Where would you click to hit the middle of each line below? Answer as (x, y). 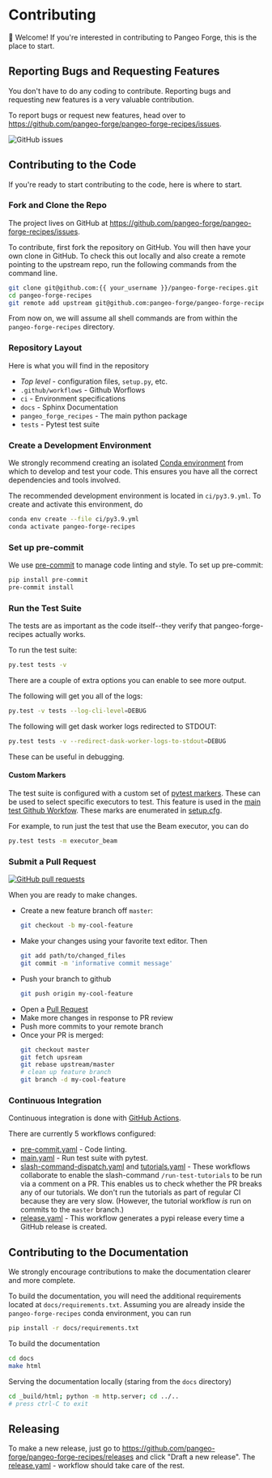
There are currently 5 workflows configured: (82, 1134)
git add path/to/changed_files (73, 956)
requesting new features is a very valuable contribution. (101, 100)
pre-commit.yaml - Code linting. (73, 1149)
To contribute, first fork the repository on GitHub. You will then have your (130, 247)
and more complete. (42, 1281)
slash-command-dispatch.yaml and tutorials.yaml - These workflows (135, 1166)
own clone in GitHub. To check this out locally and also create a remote (127, 256)
